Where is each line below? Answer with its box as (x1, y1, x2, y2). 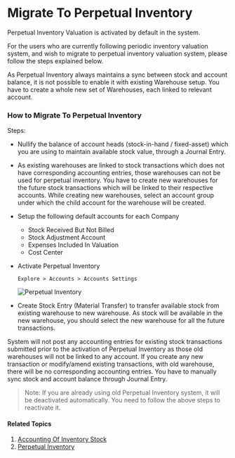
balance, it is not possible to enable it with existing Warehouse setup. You (7, 77, 220, 86)
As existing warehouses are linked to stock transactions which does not (17, 161, 225, 170)
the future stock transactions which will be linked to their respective (17, 184, 214, 192)
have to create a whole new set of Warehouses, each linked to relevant (7, 85, 212, 94)
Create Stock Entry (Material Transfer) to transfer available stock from (17, 301, 220, 310)
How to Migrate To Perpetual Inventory (7, 110, 142, 120)
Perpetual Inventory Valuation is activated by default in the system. (7, 28, 201, 37)
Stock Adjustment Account (27, 234, 106, 242)
